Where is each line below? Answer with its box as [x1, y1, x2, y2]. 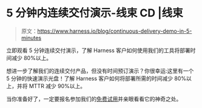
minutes [21, 34, 41, 41]
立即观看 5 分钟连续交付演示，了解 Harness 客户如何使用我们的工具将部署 [6, 47, 191, 54]
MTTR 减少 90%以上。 [29, 82, 86, 89]
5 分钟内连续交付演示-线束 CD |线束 [6, 6, 183, 20]
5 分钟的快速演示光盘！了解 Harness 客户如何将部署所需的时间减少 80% [6, 75, 187, 82]
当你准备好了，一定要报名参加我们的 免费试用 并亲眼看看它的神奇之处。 [6, 95, 182, 103]
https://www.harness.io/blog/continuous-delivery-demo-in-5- [37, 27, 192, 35]
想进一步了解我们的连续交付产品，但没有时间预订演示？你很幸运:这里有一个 [6, 67, 194, 74]
